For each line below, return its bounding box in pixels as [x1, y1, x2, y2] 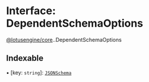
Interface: [6, 4, 56, 18]
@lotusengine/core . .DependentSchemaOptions [6, 36, 122, 43]
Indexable [6, 53, 44, 63]
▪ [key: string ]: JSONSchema [6, 69, 72, 76]
